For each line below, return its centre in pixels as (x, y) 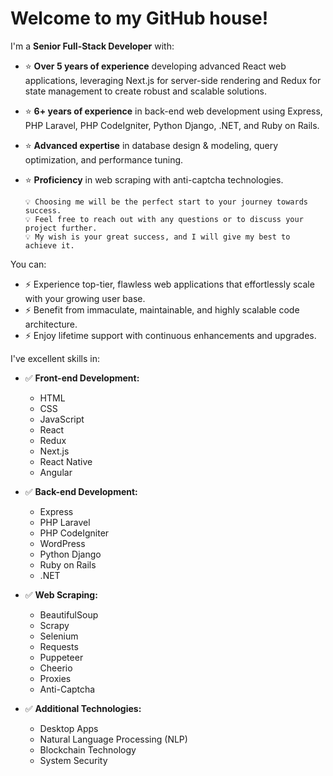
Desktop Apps (69, 728)
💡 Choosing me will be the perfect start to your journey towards (166, 202)
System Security (73, 760)
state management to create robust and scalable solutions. (146, 91)
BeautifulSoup (69, 614)
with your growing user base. (85, 298)
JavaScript (62, 419)
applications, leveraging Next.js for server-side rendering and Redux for (173, 80)
